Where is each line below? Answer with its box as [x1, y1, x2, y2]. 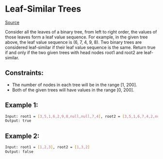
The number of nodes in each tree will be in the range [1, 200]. [12, 82, 137, 88]
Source [5, 19, 19, 25]
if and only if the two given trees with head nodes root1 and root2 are [5, 50, 143, 55]
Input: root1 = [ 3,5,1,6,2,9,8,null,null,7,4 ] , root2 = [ [5, 114, 125, 119]
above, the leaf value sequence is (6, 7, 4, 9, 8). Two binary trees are [5, 39, 142, 45]
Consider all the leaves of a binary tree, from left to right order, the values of [5, 29, 157, 35]
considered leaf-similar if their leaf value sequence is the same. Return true [5, 44, 156, 50]
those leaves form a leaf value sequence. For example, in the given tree [5, 34, 148, 40]
